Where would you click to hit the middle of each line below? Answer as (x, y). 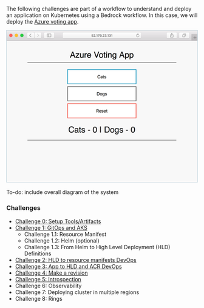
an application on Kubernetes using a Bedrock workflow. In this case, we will (102, 15)
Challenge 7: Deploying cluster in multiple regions (77, 292)
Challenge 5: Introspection (48, 279)
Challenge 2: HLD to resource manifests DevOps (76, 259)
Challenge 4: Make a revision (51, 273)
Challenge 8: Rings (39, 298)
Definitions (38, 253)
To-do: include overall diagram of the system (63, 192)
